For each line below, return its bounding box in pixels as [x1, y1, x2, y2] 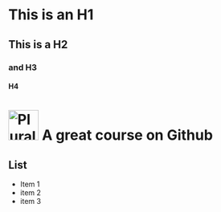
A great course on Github [41, 126, 213, 145]
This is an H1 [8, 6, 94, 24]
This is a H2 [8, 38, 68, 51]
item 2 [19, 188, 42, 198]
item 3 [19, 197, 42, 206]
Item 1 [19, 179, 40, 190]
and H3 [8, 62, 38, 73]
